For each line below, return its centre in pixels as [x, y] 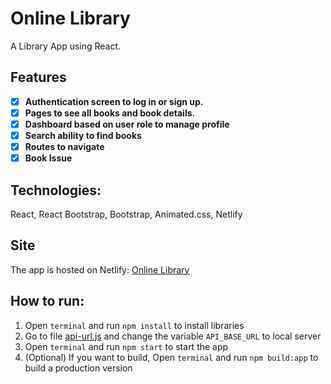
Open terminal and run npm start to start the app [126, 346]
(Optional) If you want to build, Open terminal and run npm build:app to [171, 357]
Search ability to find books [83, 135]
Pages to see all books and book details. [110, 113]
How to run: [47, 301]
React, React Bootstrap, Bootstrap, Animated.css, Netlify [126, 214]
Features [38, 77]
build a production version [78, 368]
